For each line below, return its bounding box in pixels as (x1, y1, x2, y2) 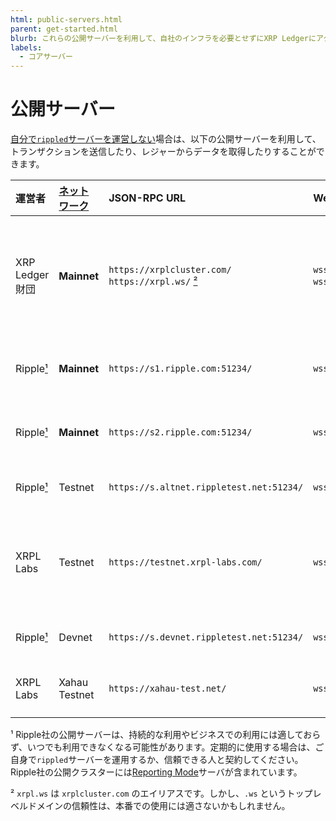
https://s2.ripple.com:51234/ (108, 427, 253, 438)
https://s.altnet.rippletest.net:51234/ (108, 482, 304, 493)
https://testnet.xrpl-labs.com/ (108, 557, 263, 568)
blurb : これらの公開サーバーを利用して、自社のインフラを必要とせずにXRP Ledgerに (10, 33, 317, 43)
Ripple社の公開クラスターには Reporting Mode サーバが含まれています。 (10, 766, 303, 778)
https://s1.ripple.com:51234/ (108, 363, 253, 375)
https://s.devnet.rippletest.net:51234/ (108, 632, 304, 643)
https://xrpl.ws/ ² (108, 274, 198, 288)
